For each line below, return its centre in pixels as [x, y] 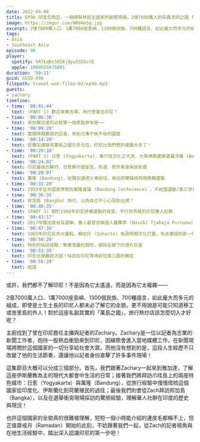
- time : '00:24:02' [30, 162]
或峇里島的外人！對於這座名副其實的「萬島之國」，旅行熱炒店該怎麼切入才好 [99, 312]
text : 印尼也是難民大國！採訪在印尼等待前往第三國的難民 [73, 256]
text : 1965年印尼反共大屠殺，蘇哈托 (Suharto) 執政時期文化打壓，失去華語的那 [99, 234]
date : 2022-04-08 [28, 12]
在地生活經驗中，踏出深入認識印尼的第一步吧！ [63, 432]
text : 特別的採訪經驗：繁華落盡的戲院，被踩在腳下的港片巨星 [77, 245]
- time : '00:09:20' [30, 128]
